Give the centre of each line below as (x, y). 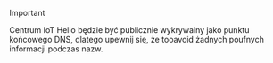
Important (27, 13)
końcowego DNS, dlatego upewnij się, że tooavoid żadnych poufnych (137, 39)
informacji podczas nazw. (56, 49)
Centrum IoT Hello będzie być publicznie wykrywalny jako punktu (129, 30)
